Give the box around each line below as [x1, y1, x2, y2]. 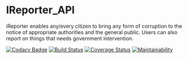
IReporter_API [6, 3, 75, 17]
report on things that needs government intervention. [6, 35, 134, 42]
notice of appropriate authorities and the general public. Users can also [6, 28, 178, 35]
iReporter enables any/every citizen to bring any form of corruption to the [6, 23, 183, 30]
